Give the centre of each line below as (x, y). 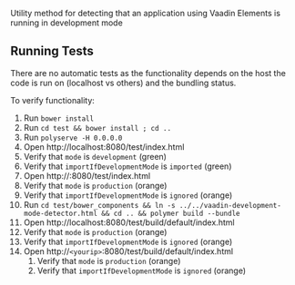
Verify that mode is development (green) (95, 156)
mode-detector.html (61, 213)
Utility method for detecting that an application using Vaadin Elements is (146, 13)
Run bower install (59, 118)
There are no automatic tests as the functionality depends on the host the (148, 73)
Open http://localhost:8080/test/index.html (104, 147)
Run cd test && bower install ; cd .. (97, 127)
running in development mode (67, 23)
